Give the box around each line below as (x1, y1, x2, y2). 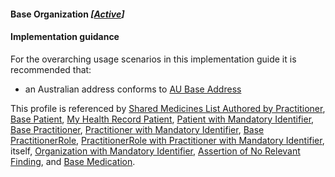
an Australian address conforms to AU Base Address (24, 83, 242, 95)
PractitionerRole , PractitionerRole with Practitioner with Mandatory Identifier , (10, 134, 325, 146)
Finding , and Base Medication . (10, 155, 136, 167)
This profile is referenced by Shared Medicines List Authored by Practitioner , (10, 102, 326, 114)
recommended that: (10, 63, 92, 75)
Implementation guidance (10, 31, 120, 43)
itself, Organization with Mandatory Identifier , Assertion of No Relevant (10, 145, 301, 157)
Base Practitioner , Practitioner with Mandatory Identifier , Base (10, 123, 265, 135)
